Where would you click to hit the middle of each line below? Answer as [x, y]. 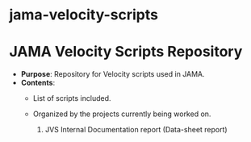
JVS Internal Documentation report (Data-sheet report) [136, 130]
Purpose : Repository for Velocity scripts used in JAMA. [113, 74]
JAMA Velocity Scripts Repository [126, 52]
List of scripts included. [72, 98]
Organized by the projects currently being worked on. [122, 114]
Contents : [38, 83]
